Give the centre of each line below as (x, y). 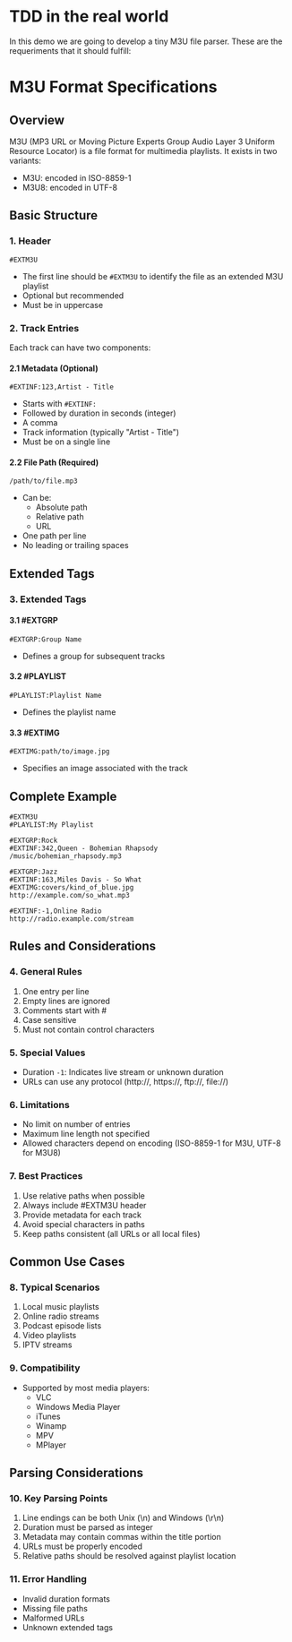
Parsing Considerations (77, 1473)
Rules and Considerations (83, 946)
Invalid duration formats (66, 1599)
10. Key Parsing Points (59, 1498)
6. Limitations (39, 1105)
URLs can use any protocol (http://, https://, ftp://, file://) (125, 1082)
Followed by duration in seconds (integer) (99, 413)
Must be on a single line (66, 442)
